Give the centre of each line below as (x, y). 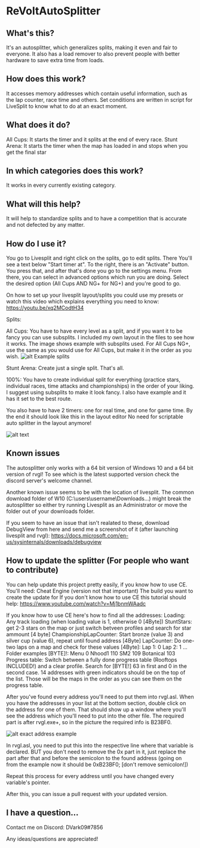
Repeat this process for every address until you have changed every (90, 776)
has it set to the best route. (39, 399)
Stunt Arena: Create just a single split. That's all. (65, 368)
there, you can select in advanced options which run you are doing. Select (98, 277)
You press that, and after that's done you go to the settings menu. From (94, 271)
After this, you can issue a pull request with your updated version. (87, 794)
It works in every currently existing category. (61, 185)
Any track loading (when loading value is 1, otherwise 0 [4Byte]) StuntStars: (99, 621)
